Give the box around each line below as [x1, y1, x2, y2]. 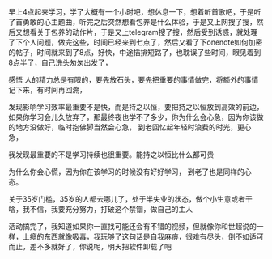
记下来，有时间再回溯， [8, 85, 87, 95]
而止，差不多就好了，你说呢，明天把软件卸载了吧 [8, 242, 172, 251]
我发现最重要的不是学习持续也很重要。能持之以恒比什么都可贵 [8, 150, 215, 159]
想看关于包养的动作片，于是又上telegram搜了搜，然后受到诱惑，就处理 [22, 28, 258, 36]
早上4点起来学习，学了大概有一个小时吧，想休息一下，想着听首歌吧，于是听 [8, 7, 261, 16]
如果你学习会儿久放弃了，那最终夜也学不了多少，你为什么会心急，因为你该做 [8, 113, 264, 121]
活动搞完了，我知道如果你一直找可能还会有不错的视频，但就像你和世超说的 [8, 222, 257, 231]
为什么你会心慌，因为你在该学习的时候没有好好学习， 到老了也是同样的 [8, 167, 244, 176]
